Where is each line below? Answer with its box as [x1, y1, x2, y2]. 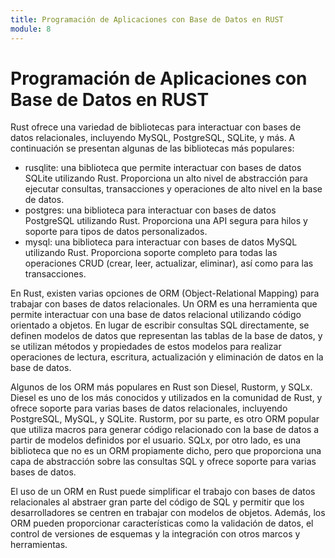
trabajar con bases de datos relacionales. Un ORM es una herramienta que [10, 298, 318, 310]
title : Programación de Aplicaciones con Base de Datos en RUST [10, 14, 284, 25]
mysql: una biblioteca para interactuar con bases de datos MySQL [24, 236, 298, 248]
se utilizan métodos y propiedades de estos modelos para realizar [10, 341, 282, 353]
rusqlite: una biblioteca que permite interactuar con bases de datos [24, 162, 302, 174]
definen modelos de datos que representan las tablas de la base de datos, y [10, 330, 323, 342]
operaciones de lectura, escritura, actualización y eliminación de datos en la [10, 351, 324, 363]
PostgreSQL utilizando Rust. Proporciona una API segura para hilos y [24, 215, 308, 227]
